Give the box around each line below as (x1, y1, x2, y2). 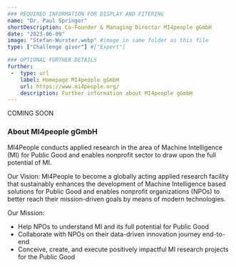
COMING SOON (7, 109, 54, 117)
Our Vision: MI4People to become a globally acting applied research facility (7, 172, 230, 180)
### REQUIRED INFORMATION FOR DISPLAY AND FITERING (7, 10, 164, 18)
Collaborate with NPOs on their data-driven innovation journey (17, 229, 201, 239)
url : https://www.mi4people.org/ (20, 83, 120, 90)
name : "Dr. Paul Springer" (7, 17, 88, 24)
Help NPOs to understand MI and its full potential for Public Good (17, 222, 209, 231)
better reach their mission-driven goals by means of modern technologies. (7, 194, 226, 203)
